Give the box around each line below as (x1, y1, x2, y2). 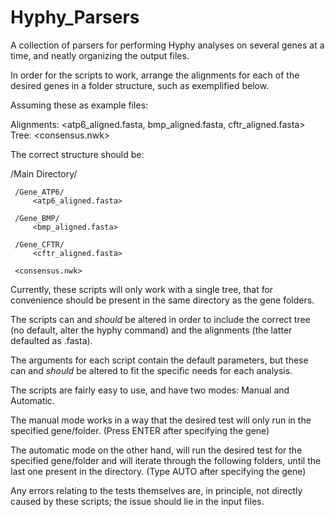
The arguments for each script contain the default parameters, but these (10, 354, 309, 366)
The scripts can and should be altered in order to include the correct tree (10, 313, 311, 325)
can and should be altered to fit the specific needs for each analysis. (10, 364, 293, 376)
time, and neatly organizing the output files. (10, 49, 190, 61)
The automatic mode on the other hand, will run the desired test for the (10, 444, 303, 456)
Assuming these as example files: (10, 99, 149, 111)
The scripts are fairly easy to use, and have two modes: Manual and (10, 384, 290, 396)
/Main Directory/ (10, 167, 78, 180)
